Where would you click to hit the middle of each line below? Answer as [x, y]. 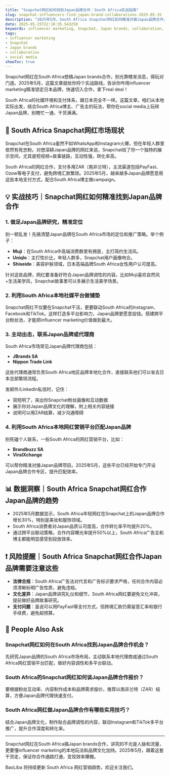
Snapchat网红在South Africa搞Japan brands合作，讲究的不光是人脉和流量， [85, 744]
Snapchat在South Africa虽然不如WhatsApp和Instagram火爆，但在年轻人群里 [85, 144]
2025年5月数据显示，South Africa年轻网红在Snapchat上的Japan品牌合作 [89, 514]
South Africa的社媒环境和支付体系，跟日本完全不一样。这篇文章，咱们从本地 [85, 100]
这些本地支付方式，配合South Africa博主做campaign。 [62, 180]
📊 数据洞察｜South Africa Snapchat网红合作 [76, 489]
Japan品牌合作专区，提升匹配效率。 [43, 471]
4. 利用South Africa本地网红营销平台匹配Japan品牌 [68, 427]
